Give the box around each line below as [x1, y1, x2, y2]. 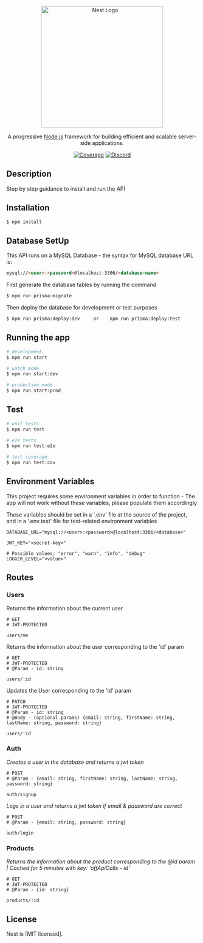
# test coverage [6, 454, 47, 460]
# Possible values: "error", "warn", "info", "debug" [6, 550, 146, 557]
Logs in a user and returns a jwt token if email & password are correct [6, 802, 182, 810]
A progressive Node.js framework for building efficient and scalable [7, 133, 177, 140]
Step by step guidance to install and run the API [6, 185, 126, 192]
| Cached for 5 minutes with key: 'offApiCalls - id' [6, 864, 130, 872]
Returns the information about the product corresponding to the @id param [6, 858, 196, 865]
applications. [92, 140, 125, 146]
